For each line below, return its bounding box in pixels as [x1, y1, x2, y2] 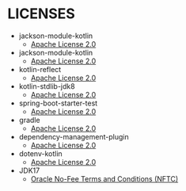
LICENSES [7, 5, 76, 23]
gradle [18, 115, 40, 124]
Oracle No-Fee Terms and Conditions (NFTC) [30, 174, 179, 183]
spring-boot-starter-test [18, 98, 98, 108]
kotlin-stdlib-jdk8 [18, 81, 76, 91]
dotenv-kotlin [18, 148, 63, 159]
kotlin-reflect [18, 64, 62, 74]
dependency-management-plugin [18, 132, 129, 141]
